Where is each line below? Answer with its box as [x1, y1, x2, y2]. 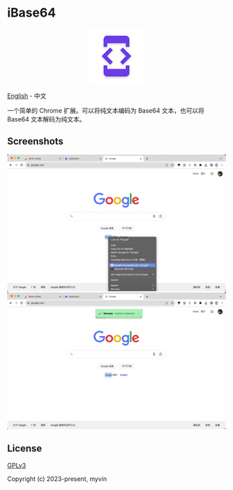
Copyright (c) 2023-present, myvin [7, 474, 107, 483]
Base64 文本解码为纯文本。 [7, 115, 86, 123]
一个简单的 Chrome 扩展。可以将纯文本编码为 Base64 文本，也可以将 [7, 106, 205, 115]
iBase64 [7, 5, 56, 21]
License [7, 443, 42, 455]
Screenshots [7, 135, 64, 147]
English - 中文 [7, 92, 47, 100]
